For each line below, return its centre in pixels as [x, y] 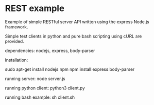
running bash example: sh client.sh [40, 97]
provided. [15, 41]
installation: [17, 60]
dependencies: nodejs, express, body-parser [50, 51]
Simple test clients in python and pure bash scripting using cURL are [74, 36]
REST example [35, 8]
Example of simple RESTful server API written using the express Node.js [77, 22]
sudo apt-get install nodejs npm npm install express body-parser [70, 69]
